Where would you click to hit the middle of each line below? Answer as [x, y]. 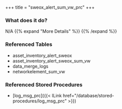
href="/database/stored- [88, 95]
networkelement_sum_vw [39, 71]
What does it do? [26, 20]
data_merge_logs [30, 66]
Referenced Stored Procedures [44, 84]
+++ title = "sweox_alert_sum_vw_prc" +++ [50, 7]
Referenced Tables [29, 44]
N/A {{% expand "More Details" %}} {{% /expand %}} [61, 31]
